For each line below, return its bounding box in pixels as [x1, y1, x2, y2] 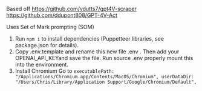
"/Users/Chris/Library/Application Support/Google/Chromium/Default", [15, 79, 197, 85]
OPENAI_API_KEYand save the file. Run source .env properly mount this [15, 55, 194, 61]
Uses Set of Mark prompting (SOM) [6, 24, 95, 30]
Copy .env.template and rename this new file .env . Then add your [15, 48, 180, 55]
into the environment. [15, 61, 68, 68]
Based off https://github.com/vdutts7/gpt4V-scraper [6, 5, 137, 12]
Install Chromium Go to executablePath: [15, 67, 115, 75]
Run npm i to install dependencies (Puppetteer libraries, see [15, 35, 165, 42]
